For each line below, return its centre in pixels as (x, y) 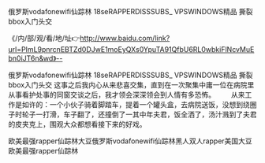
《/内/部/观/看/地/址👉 (44, 38)
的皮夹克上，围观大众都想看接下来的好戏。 (77, 124)
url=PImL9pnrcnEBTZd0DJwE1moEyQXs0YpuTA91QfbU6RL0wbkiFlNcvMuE (131, 49)
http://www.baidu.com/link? (125, 38)
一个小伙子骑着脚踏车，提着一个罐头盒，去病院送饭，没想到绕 (149, 104)
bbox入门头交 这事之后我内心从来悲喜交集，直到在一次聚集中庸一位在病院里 (131, 85)
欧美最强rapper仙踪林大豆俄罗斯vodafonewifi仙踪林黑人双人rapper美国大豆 (130, 141)
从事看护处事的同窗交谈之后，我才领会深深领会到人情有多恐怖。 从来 (127, 94)
